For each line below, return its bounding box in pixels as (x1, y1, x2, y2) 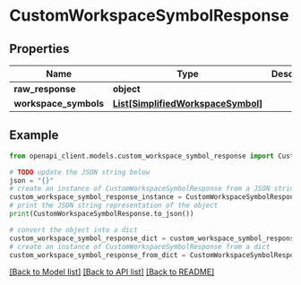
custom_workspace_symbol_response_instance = (9, 193, 182, 202)
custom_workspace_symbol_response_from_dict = (9, 250, 186, 260)
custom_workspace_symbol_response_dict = (9, 234, 167, 243)
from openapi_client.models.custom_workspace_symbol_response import (9, 151, 275, 160)
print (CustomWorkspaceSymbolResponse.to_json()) (9, 210, 194, 219)
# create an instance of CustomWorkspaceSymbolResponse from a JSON (9, 185, 271, 194)
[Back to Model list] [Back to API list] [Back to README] (9, 266, 215, 278)
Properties (9, 41, 70, 56)
